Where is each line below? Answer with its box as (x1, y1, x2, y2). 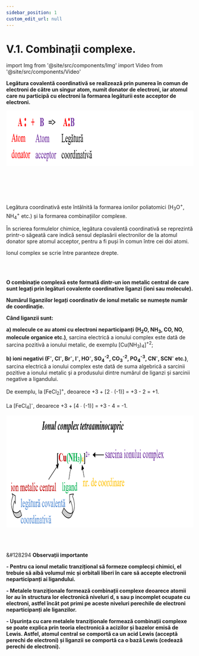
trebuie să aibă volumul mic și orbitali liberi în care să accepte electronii (6, 569, 187, 576)
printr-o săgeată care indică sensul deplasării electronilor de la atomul (6, 232, 178, 239)
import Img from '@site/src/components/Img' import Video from (6, 62, 163, 69)
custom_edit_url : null (6, 15, 62, 22)
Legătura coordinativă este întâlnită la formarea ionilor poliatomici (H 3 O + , (6, 202, 185, 212)
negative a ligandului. (6, 376, 58, 383)
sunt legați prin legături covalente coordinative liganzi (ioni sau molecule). (6, 285, 193, 292)
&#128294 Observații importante (6, 551, 89, 558)
